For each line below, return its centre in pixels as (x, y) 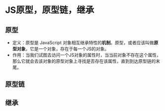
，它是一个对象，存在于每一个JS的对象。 (67, 49)
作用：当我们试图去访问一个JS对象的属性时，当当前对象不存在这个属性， (86, 55)
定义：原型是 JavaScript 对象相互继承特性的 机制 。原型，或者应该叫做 (83, 43)
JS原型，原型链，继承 (50, 10)
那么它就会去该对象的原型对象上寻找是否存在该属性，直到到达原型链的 (84, 61)
